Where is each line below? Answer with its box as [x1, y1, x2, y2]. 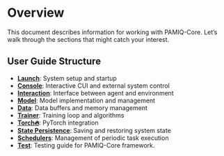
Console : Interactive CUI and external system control [17, 81, 170, 90]
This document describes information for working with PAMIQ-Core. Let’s [7, 28, 218, 36]
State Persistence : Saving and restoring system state [17, 126, 172, 134]
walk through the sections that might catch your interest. [7, 35, 170, 43]
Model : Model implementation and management [17, 96, 155, 104]
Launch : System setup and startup [17, 74, 117, 82]
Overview [7, 5, 65, 21]
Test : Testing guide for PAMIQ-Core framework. [17, 141, 155, 149]
